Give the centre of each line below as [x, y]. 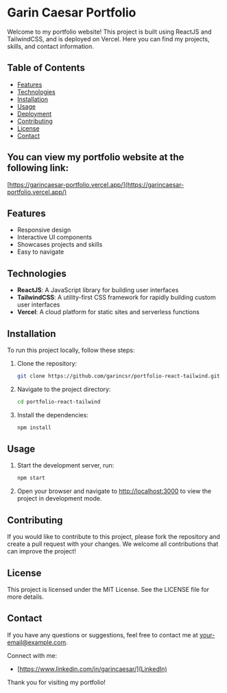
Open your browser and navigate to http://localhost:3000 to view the [114, 491]
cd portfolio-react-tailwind [59, 401]
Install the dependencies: [53, 415]
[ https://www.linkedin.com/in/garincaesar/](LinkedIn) [92, 669]
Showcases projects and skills [60, 245]
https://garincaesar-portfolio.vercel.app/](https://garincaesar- [97, 184]
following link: [38, 168]
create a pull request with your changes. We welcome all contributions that [113, 544]
